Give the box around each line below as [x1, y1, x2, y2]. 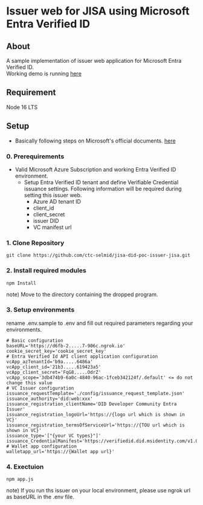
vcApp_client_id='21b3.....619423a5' [6, 364, 101, 370]
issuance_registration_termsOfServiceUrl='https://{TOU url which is [6, 422, 185, 428]
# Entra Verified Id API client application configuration [6, 353, 158, 359]
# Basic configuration [6, 337, 63, 344]
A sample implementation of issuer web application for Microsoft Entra [6, 57, 182, 64]
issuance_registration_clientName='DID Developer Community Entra [6, 400, 177, 407]
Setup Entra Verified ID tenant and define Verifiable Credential [24, 178, 179, 185]
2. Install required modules [6, 266, 86, 275]
